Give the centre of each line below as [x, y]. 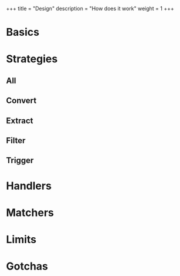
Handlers [29, 186]
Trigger [20, 161]
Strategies [32, 59]
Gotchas [27, 266]
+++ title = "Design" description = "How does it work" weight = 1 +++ [90, 9]
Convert [21, 101]
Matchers [30, 212]
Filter [16, 140]
